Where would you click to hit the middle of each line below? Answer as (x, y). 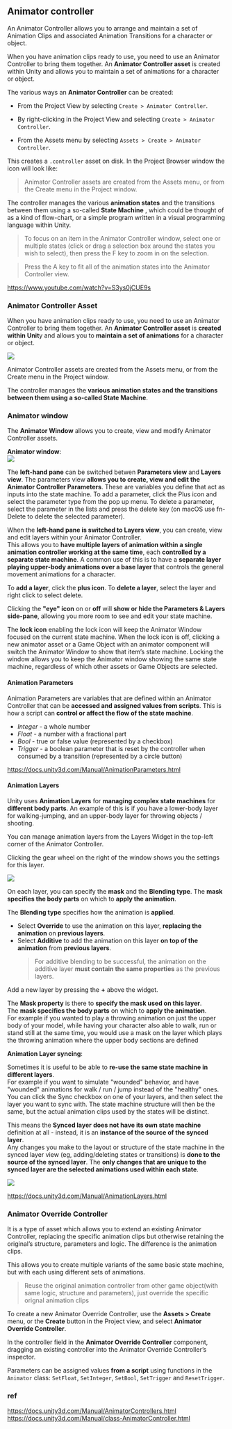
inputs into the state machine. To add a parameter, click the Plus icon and (112, 494)
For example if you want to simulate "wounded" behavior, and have (103, 1082)
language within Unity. (39, 225)
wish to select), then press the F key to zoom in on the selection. (116, 253)
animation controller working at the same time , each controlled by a (107, 552)
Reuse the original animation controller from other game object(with (121, 1286)
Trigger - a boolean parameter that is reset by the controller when (111, 748)
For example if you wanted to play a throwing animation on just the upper (112, 1018)
